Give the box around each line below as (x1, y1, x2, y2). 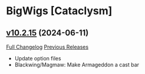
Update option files (14, 55, 61, 62)
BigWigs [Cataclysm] (6, 4, 113, 18)
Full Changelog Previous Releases (6, 43, 89, 50)
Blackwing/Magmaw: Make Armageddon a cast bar (14, 61, 140, 68)
